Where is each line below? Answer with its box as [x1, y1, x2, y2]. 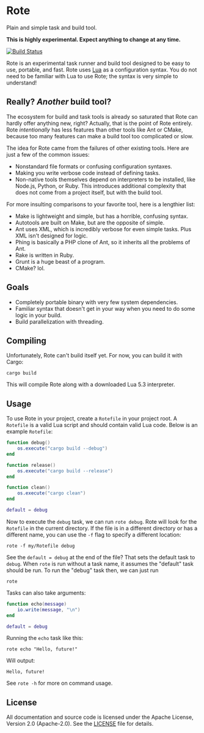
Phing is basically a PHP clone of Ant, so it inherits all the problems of [15, 238, 191, 245]
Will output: [6, 657, 35, 664]
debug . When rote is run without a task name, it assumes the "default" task [6, 560, 194, 567]
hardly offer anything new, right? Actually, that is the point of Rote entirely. [6, 119, 193, 127]
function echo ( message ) [6, 601, 67, 607]
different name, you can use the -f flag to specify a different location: [6, 530, 181, 538]
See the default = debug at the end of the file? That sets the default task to [6, 553, 195, 560]
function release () [6, 462, 56, 468]
